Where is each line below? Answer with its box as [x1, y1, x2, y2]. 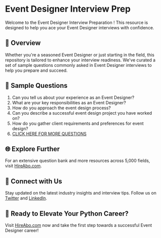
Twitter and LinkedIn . [5, 195, 47, 201]
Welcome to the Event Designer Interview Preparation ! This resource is [5, 20, 148, 25]
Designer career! [5, 228, 39, 233]
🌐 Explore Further [5, 145, 60, 153]
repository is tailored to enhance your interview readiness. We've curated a [5, 57, 156, 63]
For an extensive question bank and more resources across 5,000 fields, [5, 158, 150, 164]
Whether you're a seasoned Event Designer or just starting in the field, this [5, 52, 155, 58]
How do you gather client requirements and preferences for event [12, 120, 144, 126]
